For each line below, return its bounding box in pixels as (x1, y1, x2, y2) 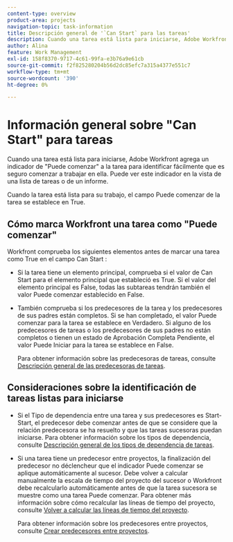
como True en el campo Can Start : (7, 255, 107, 263)
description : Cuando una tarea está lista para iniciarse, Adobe (7, 36, 200, 43)
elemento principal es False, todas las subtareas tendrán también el (17, 283, 211, 291)
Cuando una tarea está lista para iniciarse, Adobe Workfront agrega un (7, 155, 209, 163)
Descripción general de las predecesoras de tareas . (17, 362, 166, 370)
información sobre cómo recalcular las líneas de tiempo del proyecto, (17, 498, 216, 507)
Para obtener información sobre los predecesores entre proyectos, (17, 519, 208, 527)
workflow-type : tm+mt (7, 68, 70, 75)
